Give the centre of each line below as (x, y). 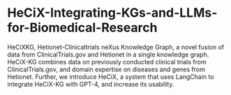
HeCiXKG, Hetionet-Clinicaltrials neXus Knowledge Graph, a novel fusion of (116, 47)
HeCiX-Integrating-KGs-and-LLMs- (112, 13)
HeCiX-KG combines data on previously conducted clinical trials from (107, 61)
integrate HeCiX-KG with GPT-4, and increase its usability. (91, 84)
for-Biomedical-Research (82, 28)
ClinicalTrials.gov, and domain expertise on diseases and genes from (106, 69)
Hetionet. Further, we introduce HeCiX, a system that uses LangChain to (111, 76)
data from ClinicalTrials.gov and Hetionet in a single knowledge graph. (108, 54)
